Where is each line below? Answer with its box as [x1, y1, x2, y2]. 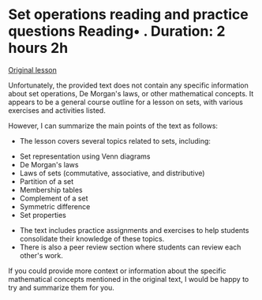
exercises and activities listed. [8, 105, 107, 115]
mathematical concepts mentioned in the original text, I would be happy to [8, 274, 249, 283]
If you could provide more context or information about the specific [8, 266, 226, 276]
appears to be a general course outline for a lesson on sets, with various [8, 97, 243, 107]
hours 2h [8, 39, 69, 57]
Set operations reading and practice [8, 6, 249, 24]
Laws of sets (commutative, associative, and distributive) [19, 168, 205, 178]
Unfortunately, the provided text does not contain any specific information [8, 81, 249, 90]
